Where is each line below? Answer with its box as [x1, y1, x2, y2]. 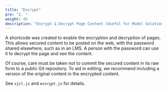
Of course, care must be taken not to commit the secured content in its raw [5, 60, 159, 66]
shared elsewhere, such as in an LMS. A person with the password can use [5, 45, 159, 51]
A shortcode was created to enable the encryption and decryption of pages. [5, 35, 161, 41]
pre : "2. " [5, 12, 28, 17]
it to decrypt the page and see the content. [5, 51, 93, 57]
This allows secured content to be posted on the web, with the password [5, 40, 154, 46]
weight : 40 [5, 16, 28, 21]
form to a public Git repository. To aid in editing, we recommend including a [5, 66, 160, 72]
